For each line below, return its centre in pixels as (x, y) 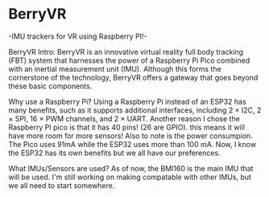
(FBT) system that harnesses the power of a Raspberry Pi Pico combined (129, 60)
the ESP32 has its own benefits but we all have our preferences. (114, 153)
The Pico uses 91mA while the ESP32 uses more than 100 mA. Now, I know (132, 144)
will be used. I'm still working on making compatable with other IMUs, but (130, 177)
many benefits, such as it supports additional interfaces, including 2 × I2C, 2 (135, 110)
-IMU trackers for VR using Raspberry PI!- (78, 36)
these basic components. (50, 86)
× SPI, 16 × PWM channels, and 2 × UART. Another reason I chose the (124, 118)
